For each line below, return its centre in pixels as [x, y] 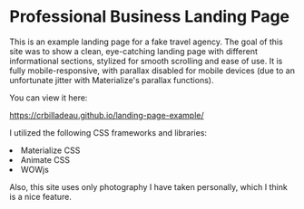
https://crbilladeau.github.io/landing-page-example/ [107, 115]
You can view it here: [49, 98]
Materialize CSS [51, 150]
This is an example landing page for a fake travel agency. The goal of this [146, 42]
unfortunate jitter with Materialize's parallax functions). [112, 80]
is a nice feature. [41, 196]
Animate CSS [46, 159]
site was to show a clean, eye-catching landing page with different [134, 51]
